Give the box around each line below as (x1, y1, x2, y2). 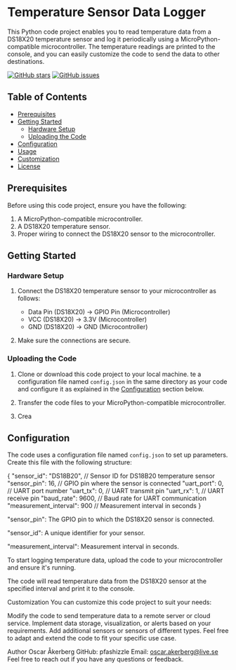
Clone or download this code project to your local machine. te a (17, 370, 202, 378)
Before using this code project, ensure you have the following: (7, 201, 188, 209)
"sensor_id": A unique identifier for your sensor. (7, 529, 145, 537)
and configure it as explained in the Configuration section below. (17, 384, 204, 393)
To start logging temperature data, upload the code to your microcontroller (7, 556, 223, 565)
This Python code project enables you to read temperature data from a (7, 27, 212, 36)
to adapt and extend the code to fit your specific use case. (7, 634, 177, 643)
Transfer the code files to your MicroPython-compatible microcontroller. (17, 398, 226, 407)
